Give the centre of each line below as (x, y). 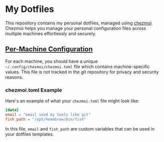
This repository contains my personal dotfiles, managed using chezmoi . (79, 23)
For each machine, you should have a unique (51, 61)
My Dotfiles (30, 9)
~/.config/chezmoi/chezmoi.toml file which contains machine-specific (78, 66)
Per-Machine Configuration (49, 49)
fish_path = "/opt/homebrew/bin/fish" (46, 119)
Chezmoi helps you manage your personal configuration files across (76, 28)
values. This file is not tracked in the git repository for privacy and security (82, 72)
